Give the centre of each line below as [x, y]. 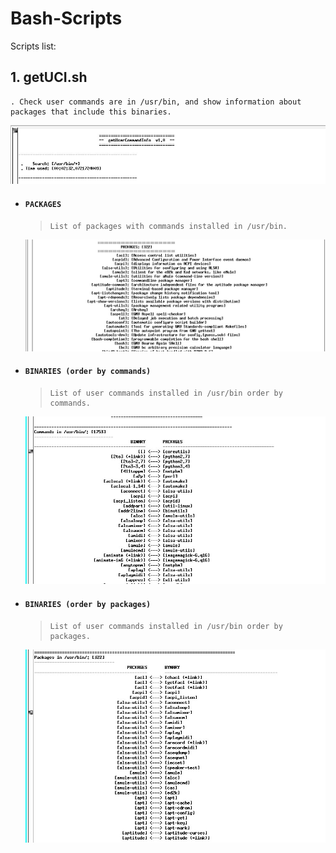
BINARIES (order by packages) [88, 605]
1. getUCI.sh [49, 77]
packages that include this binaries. [91, 112]
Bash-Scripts [66, 18]
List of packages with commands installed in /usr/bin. [168, 226]
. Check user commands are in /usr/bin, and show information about [156, 102]
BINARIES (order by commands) [88, 372]
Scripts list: [33, 46]
